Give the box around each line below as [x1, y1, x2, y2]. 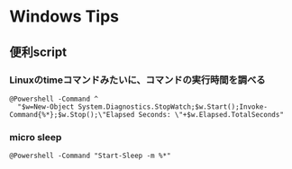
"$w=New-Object [17, 102, 75, 111]
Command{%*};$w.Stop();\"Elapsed [9, 110, 135, 119]
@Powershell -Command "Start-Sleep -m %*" [9, 151, 171, 161]
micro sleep [9, 130, 62, 143]
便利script [9, 44, 68, 59]
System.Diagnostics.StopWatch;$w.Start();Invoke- [78, 102, 269, 111]
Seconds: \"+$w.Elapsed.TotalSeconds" [138, 110, 284, 119]
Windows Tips [9, 6, 120, 27]
